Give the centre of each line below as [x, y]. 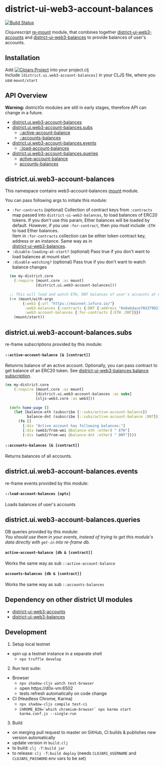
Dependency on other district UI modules [69, 600]
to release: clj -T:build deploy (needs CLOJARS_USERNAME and [74, 753]
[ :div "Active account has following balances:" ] [74, 426]
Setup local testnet [31, 644]
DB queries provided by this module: [42, 531]
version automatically [33, 737]
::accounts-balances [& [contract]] [42, 445]
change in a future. [24, 112]
